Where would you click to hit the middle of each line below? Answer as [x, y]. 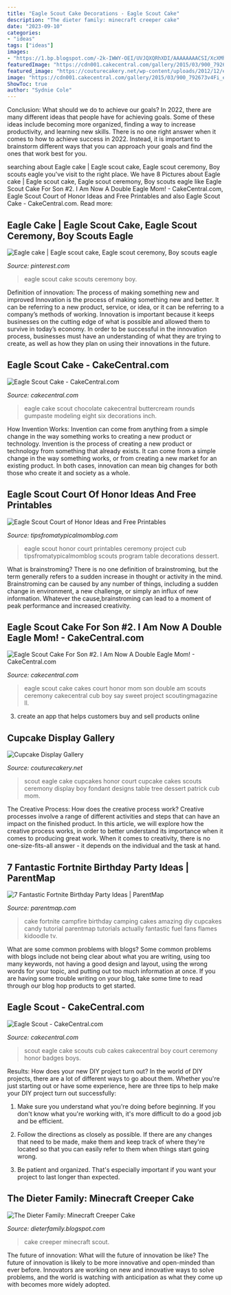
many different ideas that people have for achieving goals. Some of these [111, 117]
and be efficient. [40, 1121]
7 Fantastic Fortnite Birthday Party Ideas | [98, 867]
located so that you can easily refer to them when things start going [113, 1149]
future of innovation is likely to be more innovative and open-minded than [111, 1262]
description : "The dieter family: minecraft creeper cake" [93, 20]
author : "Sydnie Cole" [40, 90]
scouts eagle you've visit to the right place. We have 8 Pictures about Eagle [114, 174]
